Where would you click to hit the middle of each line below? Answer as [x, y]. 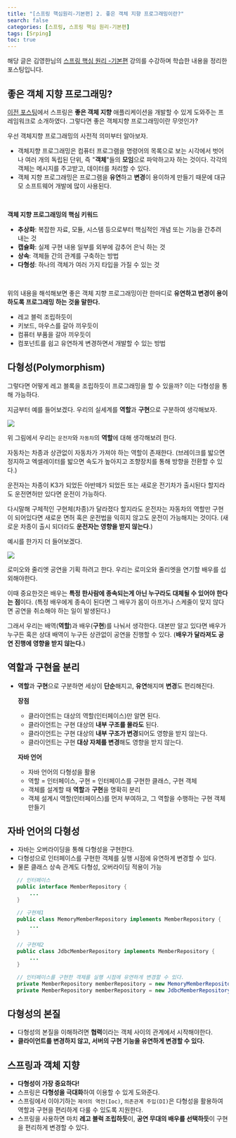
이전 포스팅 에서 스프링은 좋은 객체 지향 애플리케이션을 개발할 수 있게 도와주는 [112, 112]
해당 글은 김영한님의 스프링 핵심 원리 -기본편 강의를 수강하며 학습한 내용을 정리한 [117, 61]
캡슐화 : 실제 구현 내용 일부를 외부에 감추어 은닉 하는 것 [91, 247]
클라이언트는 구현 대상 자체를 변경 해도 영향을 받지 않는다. [105, 742]
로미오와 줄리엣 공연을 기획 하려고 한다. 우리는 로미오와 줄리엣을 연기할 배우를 [113, 569]
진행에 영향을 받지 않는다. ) [50, 643]
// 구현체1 [30, 912]
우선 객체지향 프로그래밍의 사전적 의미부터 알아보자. [78, 136]
